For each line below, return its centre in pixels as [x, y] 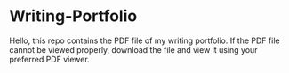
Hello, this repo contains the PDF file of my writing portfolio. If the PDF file [144, 40]
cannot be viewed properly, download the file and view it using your [133, 49]
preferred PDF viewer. [50, 59]
